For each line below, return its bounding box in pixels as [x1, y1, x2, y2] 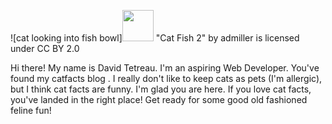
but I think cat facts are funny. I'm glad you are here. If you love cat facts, [10, 83, 312, 95]
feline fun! [10, 105, 52, 116]
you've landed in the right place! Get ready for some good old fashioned [10, 94, 308, 105]
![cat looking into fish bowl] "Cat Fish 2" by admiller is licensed [10, 32, 300, 44]
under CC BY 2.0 [10, 43, 80, 54]
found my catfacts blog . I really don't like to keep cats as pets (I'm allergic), [10, 73, 323, 84]
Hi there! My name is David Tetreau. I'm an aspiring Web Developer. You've [10, 62, 320, 74]
